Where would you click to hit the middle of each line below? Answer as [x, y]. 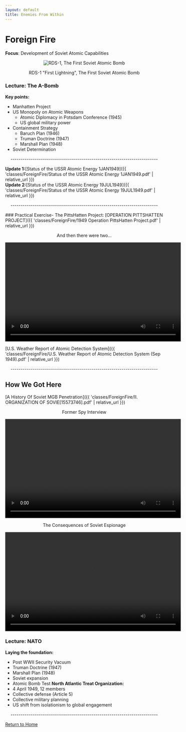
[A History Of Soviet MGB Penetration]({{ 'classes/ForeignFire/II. [71, 397]
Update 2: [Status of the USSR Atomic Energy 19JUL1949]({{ [67, 185]
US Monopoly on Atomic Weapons [48, 112]
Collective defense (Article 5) [43, 694]
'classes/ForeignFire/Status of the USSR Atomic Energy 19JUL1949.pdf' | [80, 190]
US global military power [45, 122]
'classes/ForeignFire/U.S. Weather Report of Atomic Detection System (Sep [83, 354]
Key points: [17, 97]
